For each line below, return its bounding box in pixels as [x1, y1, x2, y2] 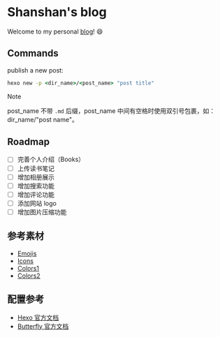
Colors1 [17, 264, 40, 272]
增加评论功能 [17, 190, 54, 199]
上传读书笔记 [17, 164, 54, 172]
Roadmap [7, 136, 50, 148]
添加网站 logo [17, 199, 57, 207]
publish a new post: [7, 66, 64, 74]
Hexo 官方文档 [17, 313, 59, 322]
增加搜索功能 [17, 181, 54, 190]
